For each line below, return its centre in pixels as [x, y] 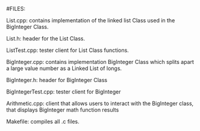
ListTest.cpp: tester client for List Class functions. [68, 50]
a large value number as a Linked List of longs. [64, 68]
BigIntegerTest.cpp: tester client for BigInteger [64, 92]
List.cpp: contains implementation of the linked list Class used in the [91, 20]
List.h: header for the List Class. [46, 38]
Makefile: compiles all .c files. [43, 121]
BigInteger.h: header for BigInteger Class [57, 80]
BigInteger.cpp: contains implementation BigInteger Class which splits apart [100, 62]
